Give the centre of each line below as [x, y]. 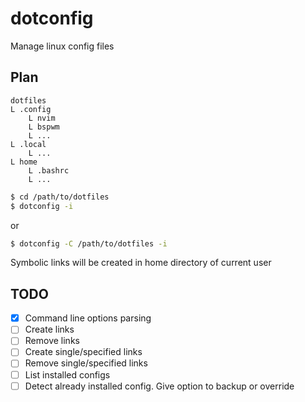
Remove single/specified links [86, 363]
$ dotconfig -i [42, 206]
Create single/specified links [83, 352]
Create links [49, 329]
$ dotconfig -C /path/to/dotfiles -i [89, 243]
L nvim [42, 118]
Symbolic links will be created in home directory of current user [141, 263]
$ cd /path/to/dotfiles [60, 197]
